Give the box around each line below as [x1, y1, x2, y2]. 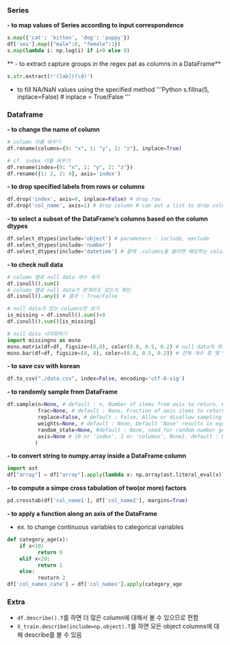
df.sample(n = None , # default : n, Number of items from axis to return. [7, 401, 219, 408]
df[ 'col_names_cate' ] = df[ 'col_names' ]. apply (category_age [7, 581, 183, 588]
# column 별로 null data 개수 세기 [7, 273, 100, 280]
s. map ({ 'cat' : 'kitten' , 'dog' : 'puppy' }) [7, 34, 130, 41]
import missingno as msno [7, 337, 81, 343]
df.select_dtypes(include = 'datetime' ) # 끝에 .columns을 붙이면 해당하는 [7, 248, 207, 255]
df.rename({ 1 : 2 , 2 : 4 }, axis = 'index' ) [7, 170, 121, 177]
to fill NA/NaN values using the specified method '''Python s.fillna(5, [16, 85, 209, 93]
